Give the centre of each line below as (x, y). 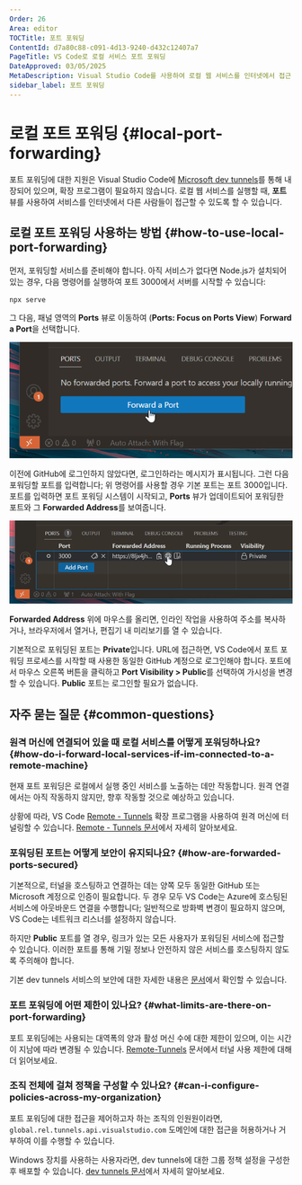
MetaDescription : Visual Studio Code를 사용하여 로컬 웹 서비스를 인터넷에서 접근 (151, 76)
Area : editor (34, 28)
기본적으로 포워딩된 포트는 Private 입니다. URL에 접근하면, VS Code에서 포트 (144, 650)
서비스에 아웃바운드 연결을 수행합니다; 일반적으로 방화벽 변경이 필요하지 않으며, (147, 908)
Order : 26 (28, 19)
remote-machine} (49, 765)
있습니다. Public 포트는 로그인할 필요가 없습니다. (113, 684)
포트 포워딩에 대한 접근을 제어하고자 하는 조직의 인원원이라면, (116, 1118)
